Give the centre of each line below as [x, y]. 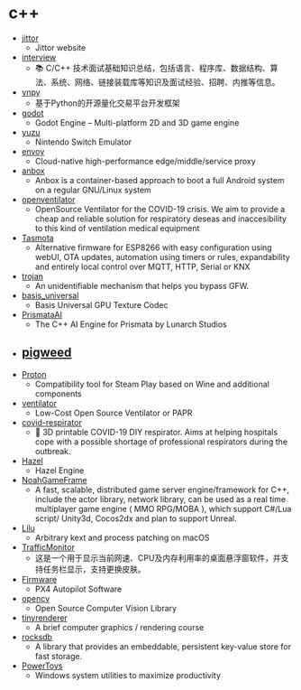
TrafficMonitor [48, 547]
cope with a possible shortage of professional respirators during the [161, 442]
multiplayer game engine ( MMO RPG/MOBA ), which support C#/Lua [163, 508]
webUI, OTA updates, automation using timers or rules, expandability [162, 256]
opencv [36, 598]
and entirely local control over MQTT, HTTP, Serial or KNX [142, 266]
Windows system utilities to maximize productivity [128, 675]
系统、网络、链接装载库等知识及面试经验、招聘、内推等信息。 [165, 82]
